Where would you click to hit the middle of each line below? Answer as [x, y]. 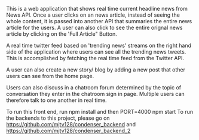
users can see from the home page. [50, 76]
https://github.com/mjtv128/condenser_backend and [71, 124]
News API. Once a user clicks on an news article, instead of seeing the [93, 15]
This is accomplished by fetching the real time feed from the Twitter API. [95, 58]
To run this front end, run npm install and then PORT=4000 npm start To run [99, 112]
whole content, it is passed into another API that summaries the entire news [99, 21]
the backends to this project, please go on [58, 118]
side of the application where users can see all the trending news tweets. [96, 52]
